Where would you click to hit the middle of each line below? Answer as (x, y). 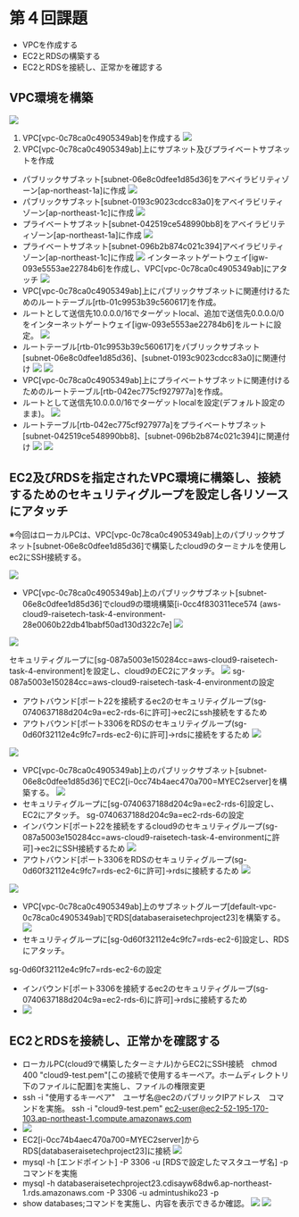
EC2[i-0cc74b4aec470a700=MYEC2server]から (111, 1140)
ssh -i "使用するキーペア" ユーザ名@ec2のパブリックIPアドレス (141, 1097)
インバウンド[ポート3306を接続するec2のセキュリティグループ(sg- (145, 988)
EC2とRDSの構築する (61, 55)
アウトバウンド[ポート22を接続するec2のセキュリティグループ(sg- (144, 701)
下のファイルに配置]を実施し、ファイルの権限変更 (113, 1087)
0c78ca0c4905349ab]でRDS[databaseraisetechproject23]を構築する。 (154, 917)
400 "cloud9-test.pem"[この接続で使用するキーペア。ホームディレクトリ (155, 1075)
